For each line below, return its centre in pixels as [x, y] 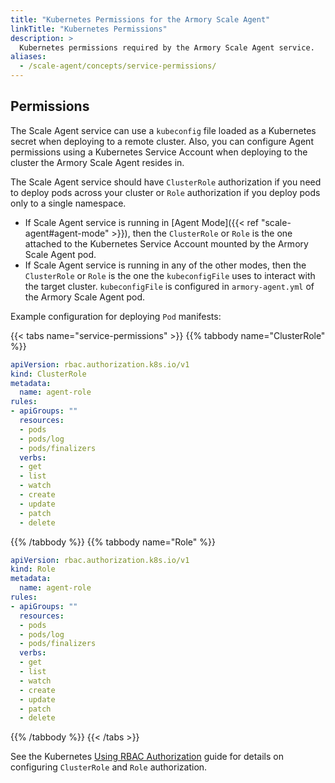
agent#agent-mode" [67, 233]
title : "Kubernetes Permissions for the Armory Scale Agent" [140, 19]
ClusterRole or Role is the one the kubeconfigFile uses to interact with [170, 275]
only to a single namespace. [68, 203]
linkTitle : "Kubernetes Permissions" [89, 29]
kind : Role [33, 569]
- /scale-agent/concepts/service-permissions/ [118, 66]
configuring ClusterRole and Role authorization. [109, 767]
